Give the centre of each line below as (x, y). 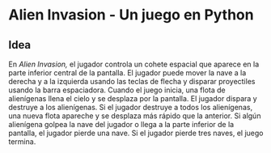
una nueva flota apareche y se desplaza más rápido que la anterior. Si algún (135, 116)
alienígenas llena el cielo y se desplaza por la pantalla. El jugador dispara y (133, 98)
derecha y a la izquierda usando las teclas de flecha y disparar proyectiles (132, 81)
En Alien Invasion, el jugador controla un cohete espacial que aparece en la (134, 64)
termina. (22, 142)
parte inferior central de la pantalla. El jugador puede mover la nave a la (127, 73)
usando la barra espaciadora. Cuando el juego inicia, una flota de (117, 90)
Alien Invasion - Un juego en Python (131, 15)
